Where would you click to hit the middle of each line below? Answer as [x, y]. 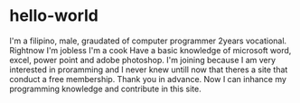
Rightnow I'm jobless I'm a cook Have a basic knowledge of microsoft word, [150, 50]
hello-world [54, 16]
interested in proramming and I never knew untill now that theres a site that [149, 70]
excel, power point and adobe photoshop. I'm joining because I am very [143, 60]
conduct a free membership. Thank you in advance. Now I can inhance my [148, 79]
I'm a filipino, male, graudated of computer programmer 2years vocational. [148, 41]
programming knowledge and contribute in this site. [105, 89]
